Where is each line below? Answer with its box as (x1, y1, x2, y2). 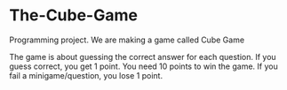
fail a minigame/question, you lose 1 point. (9, 70, 163, 80)
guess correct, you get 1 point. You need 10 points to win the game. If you (9, 61, 278, 71)
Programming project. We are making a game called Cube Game (9, 34, 245, 45)
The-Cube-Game (9, 5, 138, 26)
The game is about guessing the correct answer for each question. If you (9, 51, 277, 62)
